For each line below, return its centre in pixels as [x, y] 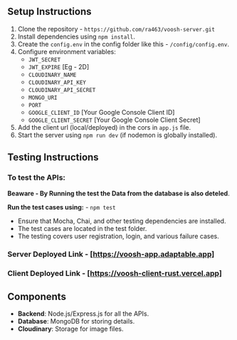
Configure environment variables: [67, 51]
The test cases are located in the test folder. [82, 228]
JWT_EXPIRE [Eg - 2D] [59, 66]
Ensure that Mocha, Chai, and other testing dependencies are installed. [122, 221]
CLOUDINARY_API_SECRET [62, 90]
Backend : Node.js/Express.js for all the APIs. [83, 314]
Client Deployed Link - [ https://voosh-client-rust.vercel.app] [115, 274]
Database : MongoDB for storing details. [76, 321]
